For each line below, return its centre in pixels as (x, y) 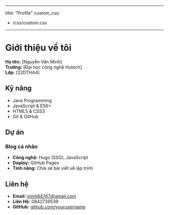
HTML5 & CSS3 (29, 111)
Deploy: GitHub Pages (36, 163)
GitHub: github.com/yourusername (49, 207)
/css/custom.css (30, 23)
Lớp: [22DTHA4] (23, 72)
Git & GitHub (25, 116)
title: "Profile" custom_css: (33, 13)
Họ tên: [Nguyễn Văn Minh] (34, 61)
